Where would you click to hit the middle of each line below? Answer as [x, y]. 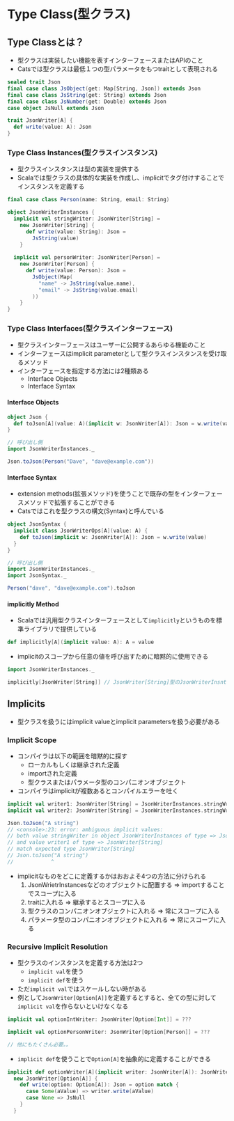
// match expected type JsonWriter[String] [71, 849]
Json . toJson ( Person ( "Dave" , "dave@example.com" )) [81, 462]
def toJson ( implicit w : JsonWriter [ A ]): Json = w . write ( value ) [114, 537]
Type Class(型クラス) [69, 14]
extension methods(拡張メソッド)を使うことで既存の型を [99, 494]
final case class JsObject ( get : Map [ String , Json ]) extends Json [104, 88]
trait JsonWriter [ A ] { [40, 120]
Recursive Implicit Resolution [57, 946]
